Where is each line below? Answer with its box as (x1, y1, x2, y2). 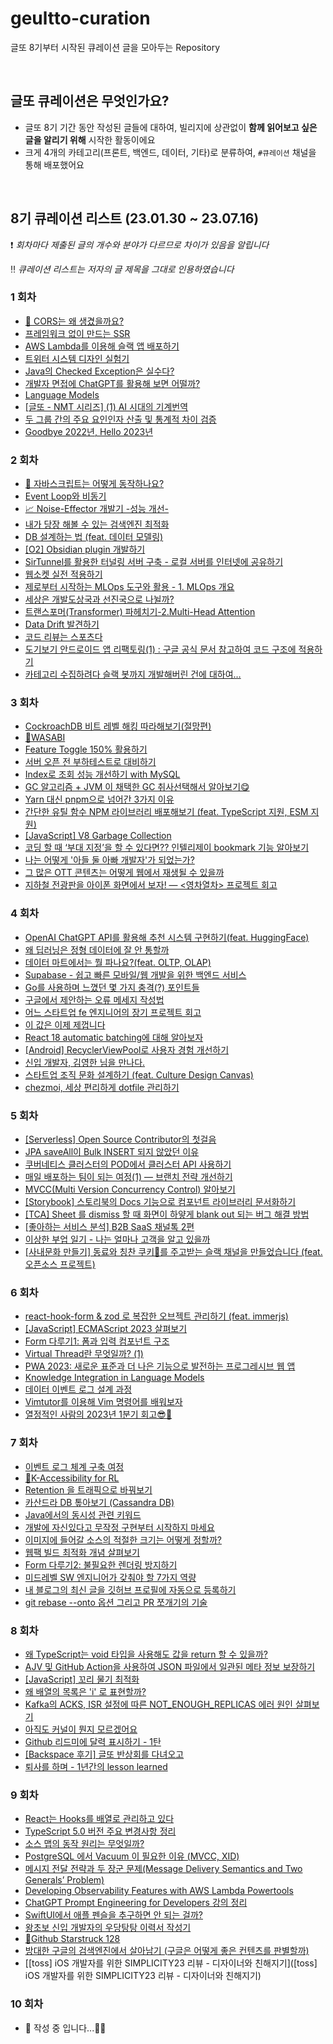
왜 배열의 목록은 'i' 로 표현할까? (24, 1685, 147, 1697)
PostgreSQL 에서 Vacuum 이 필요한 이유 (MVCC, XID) (24, 1850, 240, 1862)
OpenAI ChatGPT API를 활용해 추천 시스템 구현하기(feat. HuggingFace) (24, 931, 310, 943)
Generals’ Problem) (24, 1874, 105, 1886)
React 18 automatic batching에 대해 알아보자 (24, 1031, 204, 1043)
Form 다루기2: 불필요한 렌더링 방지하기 (24, 1558, 178, 1571)
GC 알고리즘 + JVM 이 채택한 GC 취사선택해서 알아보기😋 (24, 781, 250, 793)
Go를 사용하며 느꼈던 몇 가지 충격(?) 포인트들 (24, 981, 200, 993)
